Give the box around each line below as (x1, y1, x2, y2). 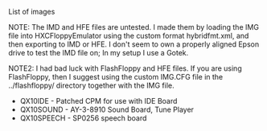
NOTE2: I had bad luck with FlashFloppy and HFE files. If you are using (8, 63, 243, 73)
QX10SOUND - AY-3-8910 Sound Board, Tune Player (19, 104, 195, 114)
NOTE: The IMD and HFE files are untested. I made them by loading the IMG (8, 23, 260, 31)
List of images (8, 7, 55, 16)
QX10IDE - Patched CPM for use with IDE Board (19, 96, 178, 105)
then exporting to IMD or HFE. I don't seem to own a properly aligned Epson (8, 39, 260, 49)
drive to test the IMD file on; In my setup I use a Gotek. (8, 48, 189, 57)
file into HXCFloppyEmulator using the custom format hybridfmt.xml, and (8, 31, 249, 40)
